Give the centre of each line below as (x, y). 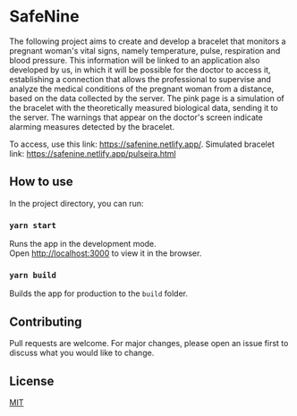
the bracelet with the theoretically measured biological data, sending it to (144, 107)
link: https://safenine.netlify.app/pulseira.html (93, 153)
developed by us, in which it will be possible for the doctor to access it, (140, 70)
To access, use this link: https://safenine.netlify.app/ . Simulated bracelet (142, 144)
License (32, 381)
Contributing (46, 322)
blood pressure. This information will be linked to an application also (135, 60)
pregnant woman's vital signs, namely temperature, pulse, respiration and (145, 50)
